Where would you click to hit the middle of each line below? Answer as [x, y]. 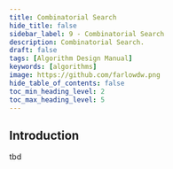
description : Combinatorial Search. [77, 42]
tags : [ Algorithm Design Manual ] [71, 58]
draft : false [33, 50]
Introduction [44, 135]
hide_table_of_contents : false [67, 83]
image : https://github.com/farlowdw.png [85, 75]
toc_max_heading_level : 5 [57, 100]
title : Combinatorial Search [63, 17]
